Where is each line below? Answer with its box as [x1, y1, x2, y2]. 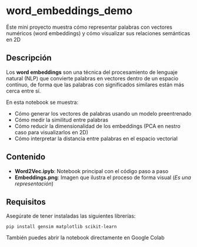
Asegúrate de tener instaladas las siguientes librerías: [6, 212, 136, 219]
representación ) [14, 180, 54, 187]
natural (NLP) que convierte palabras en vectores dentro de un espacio [6, 75, 179, 82]
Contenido [6, 152, 46, 162]
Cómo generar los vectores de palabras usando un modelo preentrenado [14, 110, 192, 117]
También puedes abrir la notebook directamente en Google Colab [6, 234, 165, 241]
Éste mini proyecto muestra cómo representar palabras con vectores [6, 23, 172, 31]
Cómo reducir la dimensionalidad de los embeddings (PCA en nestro [14, 122, 181, 130]
